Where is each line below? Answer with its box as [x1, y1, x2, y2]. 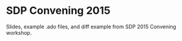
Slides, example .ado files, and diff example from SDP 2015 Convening [6, 23, 176, 30]
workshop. [6, 29, 32, 36]
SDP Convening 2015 [6, 4, 110, 17]
